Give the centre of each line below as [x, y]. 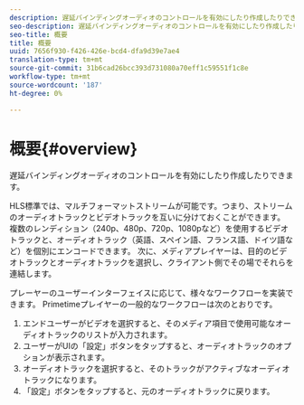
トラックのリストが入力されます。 [109, 334]
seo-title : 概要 [38, 34]
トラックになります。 [62, 380]
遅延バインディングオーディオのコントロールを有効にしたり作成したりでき [148, 175]
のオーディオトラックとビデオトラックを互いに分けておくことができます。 [147, 217]
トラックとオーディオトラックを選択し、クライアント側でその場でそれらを [155, 262]
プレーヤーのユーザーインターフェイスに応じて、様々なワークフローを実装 [147, 293]
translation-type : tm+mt [56, 60]
